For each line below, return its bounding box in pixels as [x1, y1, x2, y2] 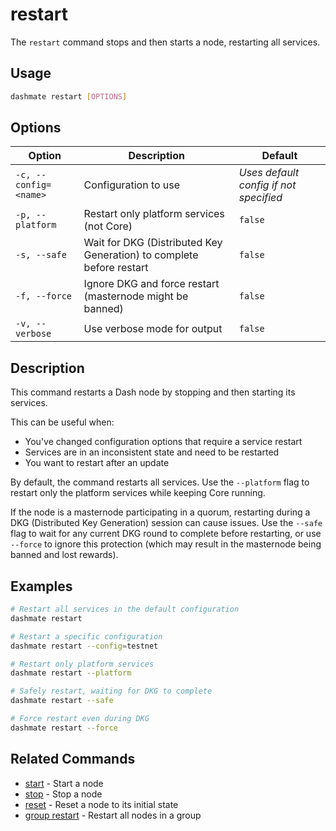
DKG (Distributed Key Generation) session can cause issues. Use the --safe [10, 517, 323, 529]
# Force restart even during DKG [10, 714, 150, 724]
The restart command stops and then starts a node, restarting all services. [10, 36, 321, 48]
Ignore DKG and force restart [83, 277, 220, 291]
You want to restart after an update [24, 457, 170, 469]
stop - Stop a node [24, 788, 103, 800]
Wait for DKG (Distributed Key [83, 236, 223, 250]
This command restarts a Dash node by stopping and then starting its [10, 386, 296, 398]
